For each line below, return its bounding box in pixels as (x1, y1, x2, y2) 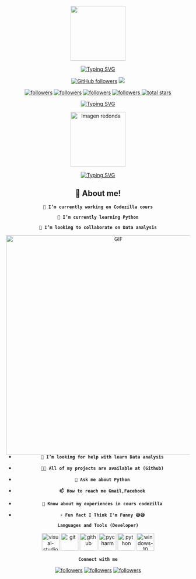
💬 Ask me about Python (75, 477, 130, 482)
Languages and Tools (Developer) (57, 522, 139, 528)
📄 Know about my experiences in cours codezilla (42, 501, 163, 506)
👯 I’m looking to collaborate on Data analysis (38, 225, 157, 230)
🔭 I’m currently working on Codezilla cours (43, 204, 153, 210)
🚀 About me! (75, 188, 121, 198)
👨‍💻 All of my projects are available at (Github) (40, 465, 164, 471)
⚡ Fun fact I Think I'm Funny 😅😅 (60, 512, 145, 518)
